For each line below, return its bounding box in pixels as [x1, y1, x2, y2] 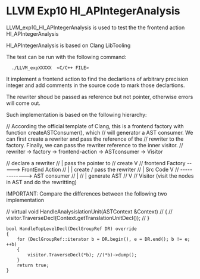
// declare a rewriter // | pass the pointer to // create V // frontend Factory [6, 159, 186, 166]
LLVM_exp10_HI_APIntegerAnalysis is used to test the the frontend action [6, 24, 185, 31]
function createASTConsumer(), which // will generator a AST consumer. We [6, 129, 193, 136]
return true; [17, 262, 49, 268]
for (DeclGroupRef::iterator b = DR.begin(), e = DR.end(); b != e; [17, 236, 190, 242]
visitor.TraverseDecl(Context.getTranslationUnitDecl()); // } [6, 214, 150, 221]
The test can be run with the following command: [6, 53, 127, 60]
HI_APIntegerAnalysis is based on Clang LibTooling [6, 42, 131, 49]
